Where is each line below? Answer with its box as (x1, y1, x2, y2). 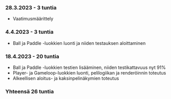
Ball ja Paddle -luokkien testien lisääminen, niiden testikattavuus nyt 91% (12, 64, 166, 70)
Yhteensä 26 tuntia (5, 88, 54, 95)
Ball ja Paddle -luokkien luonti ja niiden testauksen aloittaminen (12, 40, 146, 46)
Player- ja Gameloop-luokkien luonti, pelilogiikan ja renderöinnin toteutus (12, 69, 166, 76)
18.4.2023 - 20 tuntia (5, 53, 59, 60)
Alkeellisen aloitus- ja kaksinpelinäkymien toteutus (12, 75, 119, 81)
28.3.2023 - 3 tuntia (5, 4, 57, 11)
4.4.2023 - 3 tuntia (5, 29, 54, 36)
